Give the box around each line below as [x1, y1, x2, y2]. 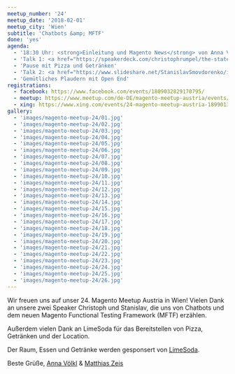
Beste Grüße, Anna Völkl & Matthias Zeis [7, 359, 124, 367]
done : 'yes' [7, 36, 42, 43]
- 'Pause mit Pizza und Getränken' [13, 62, 117, 69]
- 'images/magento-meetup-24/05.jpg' [13, 141, 124, 148]
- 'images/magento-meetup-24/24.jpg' [13, 264, 124, 271]
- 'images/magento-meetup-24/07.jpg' [13, 153, 124, 161]
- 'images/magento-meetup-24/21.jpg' [13, 244, 124, 252]
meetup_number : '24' [7, 10, 68, 17]
